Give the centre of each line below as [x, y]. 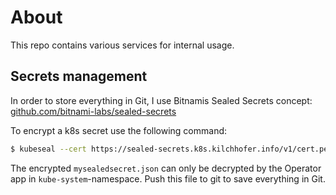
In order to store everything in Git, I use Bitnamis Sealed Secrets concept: [161, 100]
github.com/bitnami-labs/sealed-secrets [93, 111]
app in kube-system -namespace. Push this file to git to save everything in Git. [168, 178]
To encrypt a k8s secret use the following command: [119, 130]
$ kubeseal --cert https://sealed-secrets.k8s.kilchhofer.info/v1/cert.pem [171, 149]
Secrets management [79, 76]
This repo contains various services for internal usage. [122, 45]
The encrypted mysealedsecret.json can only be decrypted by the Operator [166, 168]
